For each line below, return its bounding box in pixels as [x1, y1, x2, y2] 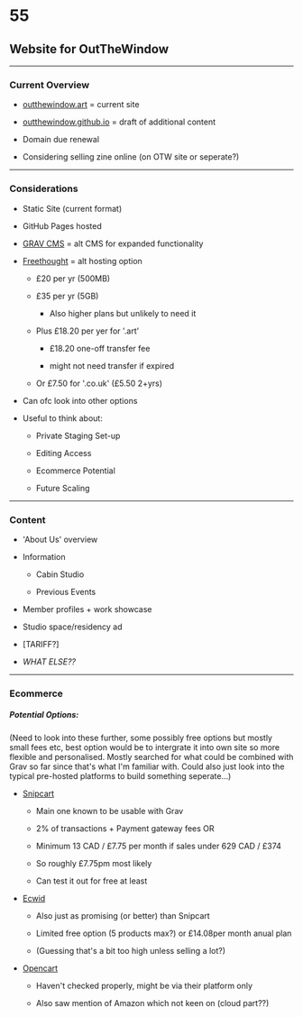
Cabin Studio [35, 569, 85, 580]
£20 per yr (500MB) [35, 272, 111, 284]
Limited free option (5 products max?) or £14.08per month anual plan [35, 928, 292, 939]
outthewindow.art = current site [22, 99, 140, 110]
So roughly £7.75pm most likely [35, 857, 152, 868]
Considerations [9, 182, 78, 195]
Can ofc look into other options [22, 395, 138, 406]
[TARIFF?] [22, 638, 60, 649]
